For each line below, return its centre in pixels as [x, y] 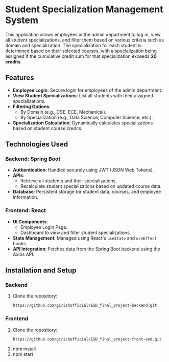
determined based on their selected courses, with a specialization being [81, 51]
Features [20, 78]
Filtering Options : [32, 107]
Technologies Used [37, 144]
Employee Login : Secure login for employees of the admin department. [88, 90]
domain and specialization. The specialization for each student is [74, 45]
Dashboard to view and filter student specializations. [76, 232]
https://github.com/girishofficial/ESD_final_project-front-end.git [87, 339]
